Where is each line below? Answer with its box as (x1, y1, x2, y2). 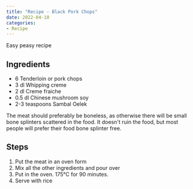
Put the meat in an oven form (14, 158, 87, 165)
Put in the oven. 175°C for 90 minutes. (14, 170, 109, 178)
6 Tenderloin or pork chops (14, 75, 83, 83)
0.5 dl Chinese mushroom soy (14, 94, 89, 102)
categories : (6, 20, 36, 26)
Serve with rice (14, 177, 53, 184)
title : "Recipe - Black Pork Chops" (6, 8, 98, 15)
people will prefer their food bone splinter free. (6, 125, 122, 132)
